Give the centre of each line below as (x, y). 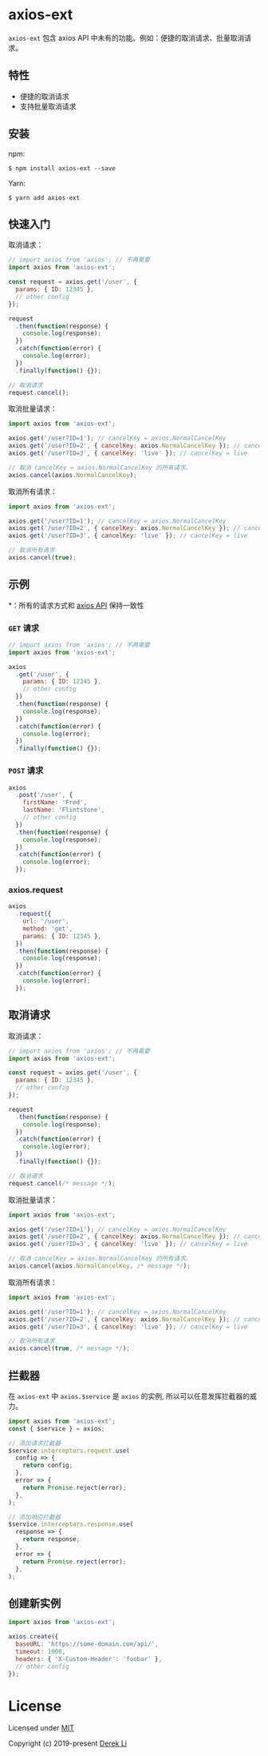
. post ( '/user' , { (44, 795)
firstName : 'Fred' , (55, 802)
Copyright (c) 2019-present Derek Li (68, 1743)
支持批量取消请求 (48, 106)
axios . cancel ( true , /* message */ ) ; (69, 1348)
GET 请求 (24, 627)
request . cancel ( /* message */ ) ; (62, 1183)
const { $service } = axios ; (57, 1428)
